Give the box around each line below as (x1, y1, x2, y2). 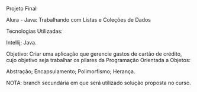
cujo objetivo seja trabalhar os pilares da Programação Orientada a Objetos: (6, 57, 191, 63)
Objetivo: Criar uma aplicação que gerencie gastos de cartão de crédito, (6, 50, 182, 57)
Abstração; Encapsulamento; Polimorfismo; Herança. (6, 68, 135, 75)
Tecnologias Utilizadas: (6, 28, 63, 35)
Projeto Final (6, 5, 37, 12)
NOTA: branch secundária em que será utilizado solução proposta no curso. (6, 79, 191, 86)
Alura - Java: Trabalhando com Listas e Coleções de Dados (6, 16, 151, 23)
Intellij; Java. (6, 39, 37, 46)
